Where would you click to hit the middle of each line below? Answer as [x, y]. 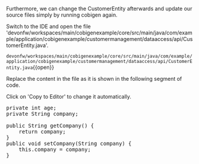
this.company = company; [55, 149]
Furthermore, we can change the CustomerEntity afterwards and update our [99, 9]
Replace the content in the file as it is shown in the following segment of [94, 79]
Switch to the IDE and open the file [48, 26]
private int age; [31, 108]
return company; [42, 132]
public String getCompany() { [50, 126]
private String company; [42, 114]
